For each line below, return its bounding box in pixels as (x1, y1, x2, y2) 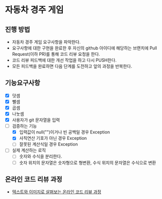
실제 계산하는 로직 (12, 148, 46, 153)
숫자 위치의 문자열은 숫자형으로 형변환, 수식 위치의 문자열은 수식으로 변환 (19, 160, 156, 166)
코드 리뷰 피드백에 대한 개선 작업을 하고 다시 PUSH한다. (12, 57, 117, 63)
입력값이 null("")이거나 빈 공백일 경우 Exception (19, 129, 110, 135)
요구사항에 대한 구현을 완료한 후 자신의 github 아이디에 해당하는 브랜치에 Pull (12, 45, 157, 51)
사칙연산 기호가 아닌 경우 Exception (19, 135, 87, 141)
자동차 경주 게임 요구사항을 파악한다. (12, 39, 81, 45)
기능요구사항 (5, 79, 40, 87)
